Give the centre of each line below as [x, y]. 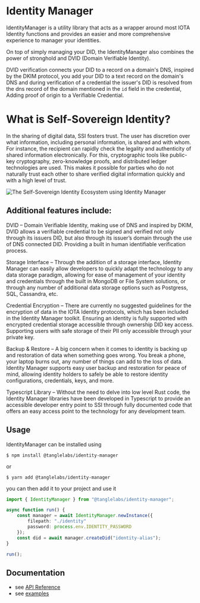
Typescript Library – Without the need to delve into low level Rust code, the [98, 392]
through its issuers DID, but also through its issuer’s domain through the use [99, 238]
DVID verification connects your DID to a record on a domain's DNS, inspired [100, 69]
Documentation [36, 573]
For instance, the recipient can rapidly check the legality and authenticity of [99, 148]
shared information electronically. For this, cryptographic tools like [87, 155]
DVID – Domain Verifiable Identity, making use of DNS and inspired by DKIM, [100, 225]
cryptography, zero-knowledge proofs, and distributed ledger [92, 161]
